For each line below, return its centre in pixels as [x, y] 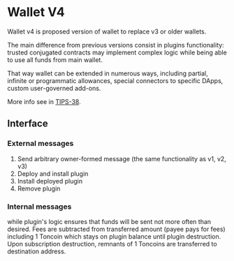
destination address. [37, 251]
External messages [41, 144]
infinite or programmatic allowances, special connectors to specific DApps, [115, 80]
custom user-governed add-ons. [54, 88]
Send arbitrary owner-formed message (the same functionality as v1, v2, [122, 158]
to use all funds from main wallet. [55, 59]
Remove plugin [39, 188]
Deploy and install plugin [53, 173]
